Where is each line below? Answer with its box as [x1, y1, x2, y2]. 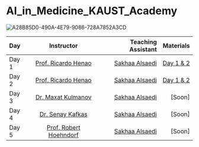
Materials [162, 41, 190, 50]
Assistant [129, 45, 157, 53]
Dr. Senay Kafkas [39, 110, 88, 118]
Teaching [130, 37, 157, 46]
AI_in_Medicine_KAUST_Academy [6, 4, 178, 18]
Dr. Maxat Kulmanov [35, 93, 92, 101]
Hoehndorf [48, 130, 79, 139]
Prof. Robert [46, 123, 81, 132]
